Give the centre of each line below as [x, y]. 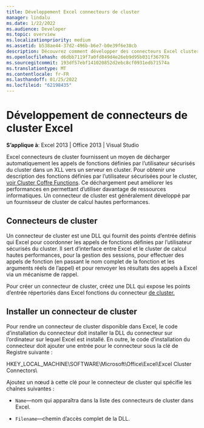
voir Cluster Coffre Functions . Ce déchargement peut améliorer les [90, 182]
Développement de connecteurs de [97, 115]
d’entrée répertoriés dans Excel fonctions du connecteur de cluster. [90, 293]
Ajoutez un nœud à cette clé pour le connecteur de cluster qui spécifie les [99, 382]
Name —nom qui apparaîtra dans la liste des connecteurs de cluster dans [104, 400]
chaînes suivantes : [30, 389]
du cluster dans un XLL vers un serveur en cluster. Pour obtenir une [91, 169]
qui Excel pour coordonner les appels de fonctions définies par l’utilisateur [99, 242]
